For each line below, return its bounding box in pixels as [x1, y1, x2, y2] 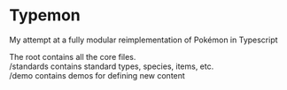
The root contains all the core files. [9, 51, 136, 62]
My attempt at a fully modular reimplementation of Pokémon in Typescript [9, 34, 278, 45]
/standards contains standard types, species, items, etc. [9, 61, 214, 71]
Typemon [9, 5, 81, 26]
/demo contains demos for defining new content [9, 70, 186, 80]
